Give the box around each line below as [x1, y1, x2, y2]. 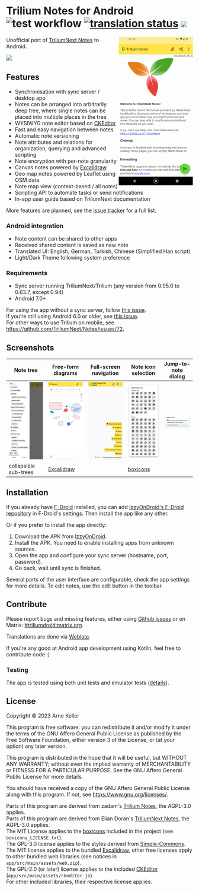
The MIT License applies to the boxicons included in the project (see [6, 827, 174, 835]
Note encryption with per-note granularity [14, 157, 117, 165]
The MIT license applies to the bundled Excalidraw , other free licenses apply [6, 846, 192, 854]
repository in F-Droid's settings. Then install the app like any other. [6, 510, 169, 517]
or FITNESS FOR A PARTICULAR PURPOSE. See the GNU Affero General [6, 766, 182, 773]
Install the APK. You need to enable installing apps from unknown [14, 539, 174, 546]
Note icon [131, 364, 156, 371]
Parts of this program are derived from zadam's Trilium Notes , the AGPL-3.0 [6, 802, 191, 809]
